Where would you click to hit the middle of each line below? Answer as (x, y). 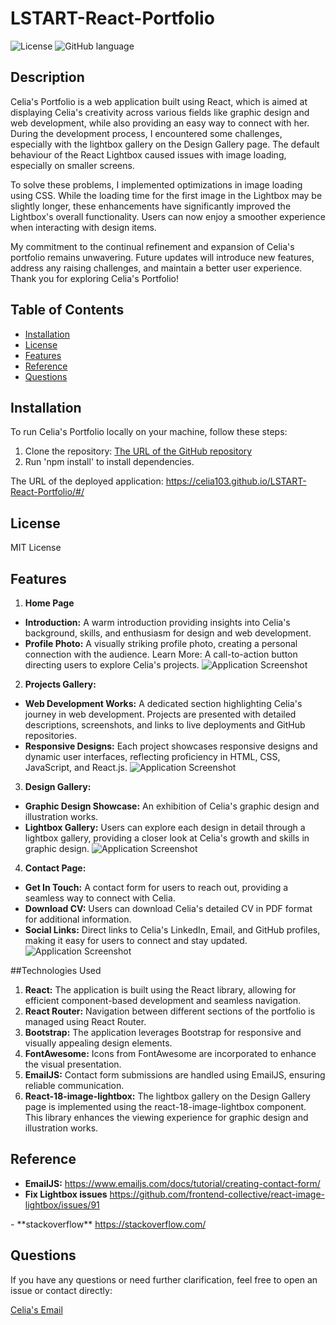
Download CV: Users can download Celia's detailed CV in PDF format (168, 908)
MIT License (36, 548)
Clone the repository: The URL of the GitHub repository (138, 451)
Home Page (49, 603)
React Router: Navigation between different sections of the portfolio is (170, 1011)
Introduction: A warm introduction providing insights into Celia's (157, 622)
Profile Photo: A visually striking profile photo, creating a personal (161, 643)
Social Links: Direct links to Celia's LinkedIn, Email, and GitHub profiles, (172, 930)
